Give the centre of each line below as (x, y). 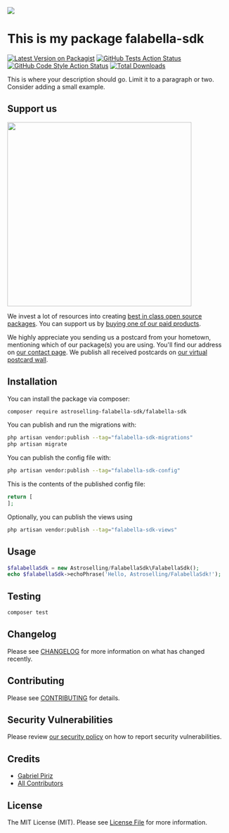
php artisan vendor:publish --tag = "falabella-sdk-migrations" (100, 438)
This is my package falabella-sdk (106, 39)
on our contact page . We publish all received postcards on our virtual (107, 352)
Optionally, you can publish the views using (70, 517)
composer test (28, 613)
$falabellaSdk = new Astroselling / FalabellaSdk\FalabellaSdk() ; (103, 568)
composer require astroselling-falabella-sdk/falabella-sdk (97, 411)
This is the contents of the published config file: (76, 484)
